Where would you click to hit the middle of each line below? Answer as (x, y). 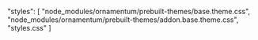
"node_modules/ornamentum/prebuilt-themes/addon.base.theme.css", (123, 20)
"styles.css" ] (30, 28)
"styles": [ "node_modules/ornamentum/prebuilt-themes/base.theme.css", (129, 11)
